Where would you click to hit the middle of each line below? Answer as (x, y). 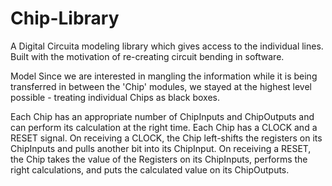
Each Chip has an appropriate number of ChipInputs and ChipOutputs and (162, 116)
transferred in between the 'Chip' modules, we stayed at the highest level (161, 86)
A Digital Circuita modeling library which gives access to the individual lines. (167, 46)
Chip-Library (65, 18)
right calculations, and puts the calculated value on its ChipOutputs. (150, 169)
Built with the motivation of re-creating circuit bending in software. (147, 56)
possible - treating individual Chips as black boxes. (115, 97)
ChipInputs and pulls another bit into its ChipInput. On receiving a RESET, (161, 148)
